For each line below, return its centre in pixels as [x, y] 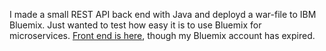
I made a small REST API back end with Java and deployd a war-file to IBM [163, 14]
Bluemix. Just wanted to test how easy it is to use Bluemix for [135, 25]
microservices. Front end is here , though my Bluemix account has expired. [162, 35]
